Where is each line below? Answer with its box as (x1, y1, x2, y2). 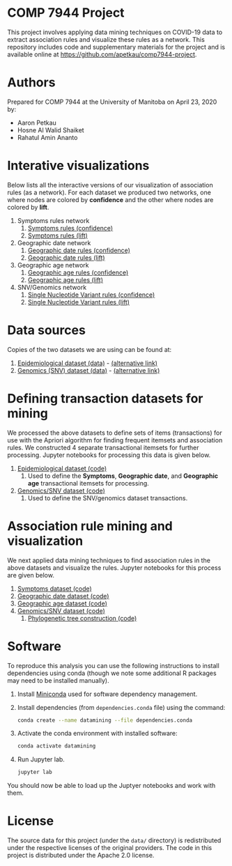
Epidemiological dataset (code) (17, 464, 107, 472)
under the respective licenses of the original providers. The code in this (7, 844, 212, 852)
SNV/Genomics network (17, 283, 87, 291)
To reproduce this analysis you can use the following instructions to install (7, 661, 219, 670)
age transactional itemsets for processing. (27, 479, 150, 487)
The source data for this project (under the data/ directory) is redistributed (7, 836, 222, 844)
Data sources (7, 323, 86, 338)
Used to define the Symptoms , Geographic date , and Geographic (27, 472, 219, 480)
